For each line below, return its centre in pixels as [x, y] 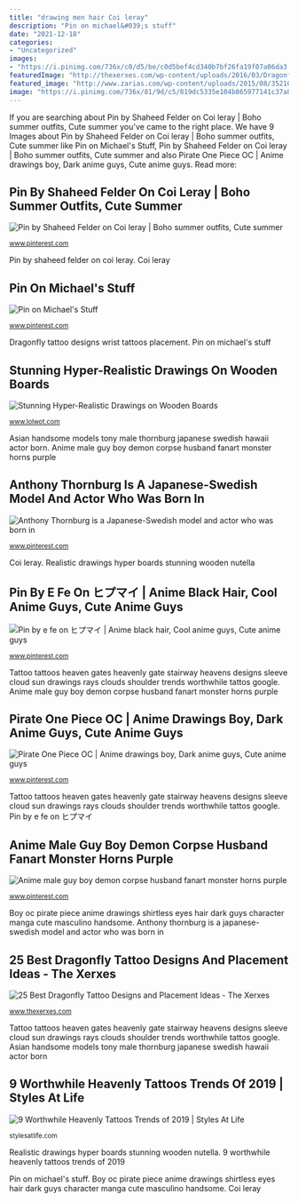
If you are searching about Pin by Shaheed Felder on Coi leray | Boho [135, 117]
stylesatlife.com [33, 1135]
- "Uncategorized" [43, 51]
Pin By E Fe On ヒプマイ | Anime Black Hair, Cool [143, 593]
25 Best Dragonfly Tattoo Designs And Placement [149, 960]
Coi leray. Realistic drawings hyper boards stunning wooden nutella [132, 562]
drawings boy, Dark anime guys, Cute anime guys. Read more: [123, 164]
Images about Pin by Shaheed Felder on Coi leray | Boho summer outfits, [142, 136]
